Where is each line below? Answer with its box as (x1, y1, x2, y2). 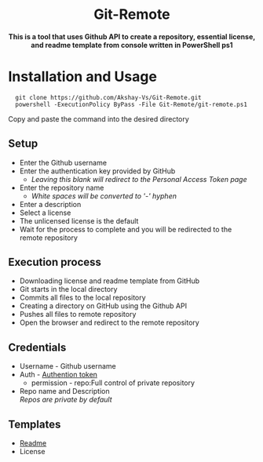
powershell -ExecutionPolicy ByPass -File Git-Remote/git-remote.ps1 (15, 100, 247, 108)
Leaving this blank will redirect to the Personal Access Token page (31, 174, 247, 184)
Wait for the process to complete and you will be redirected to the (19, 224, 232, 234)
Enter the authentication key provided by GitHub (19, 166, 176, 176)
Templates (8, 417, 61, 431)
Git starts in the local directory (19, 285, 118, 294)
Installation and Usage (8, 67, 157, 85)
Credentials (8, 340, 67, 354)
